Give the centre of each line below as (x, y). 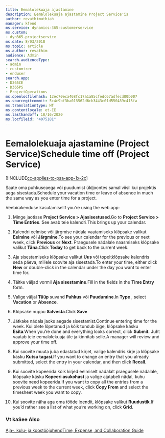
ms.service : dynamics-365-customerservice (49, 28)
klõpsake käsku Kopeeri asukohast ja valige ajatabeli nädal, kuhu (79, 377)
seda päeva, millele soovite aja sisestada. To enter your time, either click (85, 262)
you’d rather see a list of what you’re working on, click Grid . (73, 407)
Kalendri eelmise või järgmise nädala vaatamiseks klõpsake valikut (80, 232)
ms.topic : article (24, 46)
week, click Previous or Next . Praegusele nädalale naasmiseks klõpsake (86, 242)
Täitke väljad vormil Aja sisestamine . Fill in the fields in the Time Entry (83, 282)
